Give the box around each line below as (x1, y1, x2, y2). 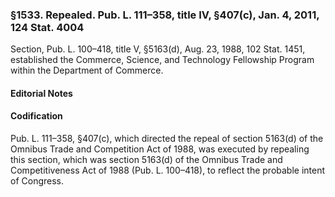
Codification (10, 110, 63, 122)
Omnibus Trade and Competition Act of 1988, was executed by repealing (10, 143, 310, 155)
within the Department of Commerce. (10, 64, 164, 77)
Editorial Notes (10, 87, 73, 99)
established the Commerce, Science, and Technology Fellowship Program (10, 54, 315, 66)
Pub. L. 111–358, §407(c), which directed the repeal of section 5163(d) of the (10, 133, 324, 145)
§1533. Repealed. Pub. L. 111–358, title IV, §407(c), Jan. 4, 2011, (10, 8, 320, 22)
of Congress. (10, 175, 65, 187)
